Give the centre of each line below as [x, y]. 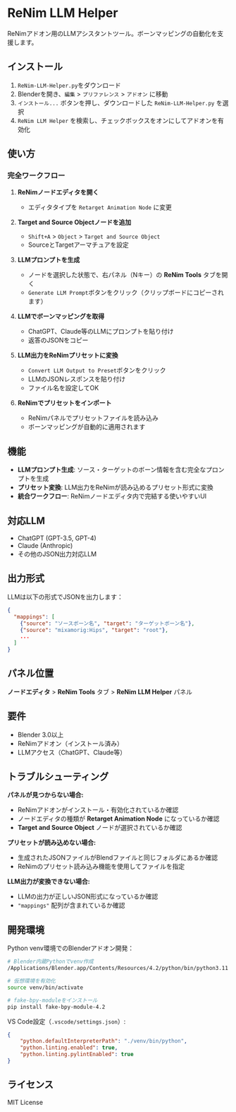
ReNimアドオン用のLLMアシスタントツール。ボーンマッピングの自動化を [112, 33]
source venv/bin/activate [45, 988]
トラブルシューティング [58, 777]
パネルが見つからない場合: [45, 795]
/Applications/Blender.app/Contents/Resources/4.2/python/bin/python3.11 [118, 968]
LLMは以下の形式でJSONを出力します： [65, 597]
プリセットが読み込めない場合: [52, 843]
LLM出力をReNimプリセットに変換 [68, 356]
